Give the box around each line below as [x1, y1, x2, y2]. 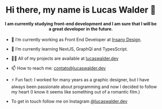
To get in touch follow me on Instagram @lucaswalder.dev [11, 98, 128, 104]
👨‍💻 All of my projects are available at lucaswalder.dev [11, 55, 119, 61]
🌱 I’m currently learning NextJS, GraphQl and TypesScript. [11, 46, 128, 52]
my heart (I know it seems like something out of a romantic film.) [11, 89, 140, 95]
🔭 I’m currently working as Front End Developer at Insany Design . [11, 36, 142, 43]
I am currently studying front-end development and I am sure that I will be [4, 20, 157, 26]
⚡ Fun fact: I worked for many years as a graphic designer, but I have [11, 77, 149, 83]
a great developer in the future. [48, 26, 113, 32]
